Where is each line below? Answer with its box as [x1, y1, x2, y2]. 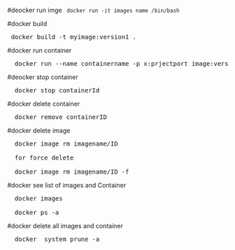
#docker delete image [7, 126, 71, 134]
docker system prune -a [14, 235, 100, 243]
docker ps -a [14, 209, 59, 216]
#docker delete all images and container [7, 222, 124, 230]
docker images [14, 195, 63, 202]
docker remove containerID [14, 113, 107, 121]
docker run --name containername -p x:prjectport [14, 60, 189, 67]
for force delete [14, 154, 74, 162]
